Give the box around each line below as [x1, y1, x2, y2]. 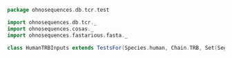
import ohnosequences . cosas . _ [7, 25, 95, 32]
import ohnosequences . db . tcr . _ [7, 19, 97, 26]
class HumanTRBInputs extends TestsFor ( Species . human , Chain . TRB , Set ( [7, 44, 217, 51]
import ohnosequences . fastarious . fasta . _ [7, 32, 128, 39]
